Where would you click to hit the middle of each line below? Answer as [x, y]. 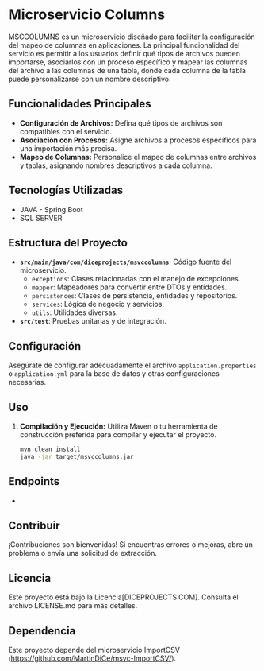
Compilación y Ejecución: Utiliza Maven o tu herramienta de [119, 426]
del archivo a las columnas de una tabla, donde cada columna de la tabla [127, 70]
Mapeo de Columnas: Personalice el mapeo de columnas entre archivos [138, 157]
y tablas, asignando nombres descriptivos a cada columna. [116, 165]
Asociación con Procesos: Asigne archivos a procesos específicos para [138, 140]
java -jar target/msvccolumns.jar [77, 456]
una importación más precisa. [68, 148]
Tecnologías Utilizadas [66, 190]
